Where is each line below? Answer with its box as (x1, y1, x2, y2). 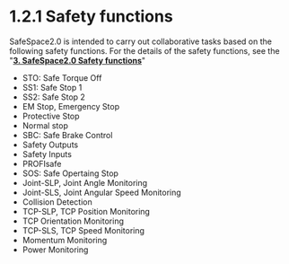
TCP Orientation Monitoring (22, 216, 124, 226)
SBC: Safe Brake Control (22, 129, 113, 140)
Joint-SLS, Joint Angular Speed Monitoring (22, 187, 181, 198)
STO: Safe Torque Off (22, 72, 102, 83)
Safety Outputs (22, 139, 79, 150)
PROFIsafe (22, 158, 62, 169)
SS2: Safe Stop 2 (22, 92, 85, 102)
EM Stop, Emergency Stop (22, 101, 119, 111)
